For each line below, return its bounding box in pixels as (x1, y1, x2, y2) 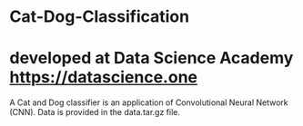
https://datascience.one (9, 67, 198, 88)
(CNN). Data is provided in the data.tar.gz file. (9, 107, 180, 118)
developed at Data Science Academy (9, 48, 294, 69)
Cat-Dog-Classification (9, 6, 189, 27)
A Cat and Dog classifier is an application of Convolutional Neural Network (9, 97, 288, 108)
